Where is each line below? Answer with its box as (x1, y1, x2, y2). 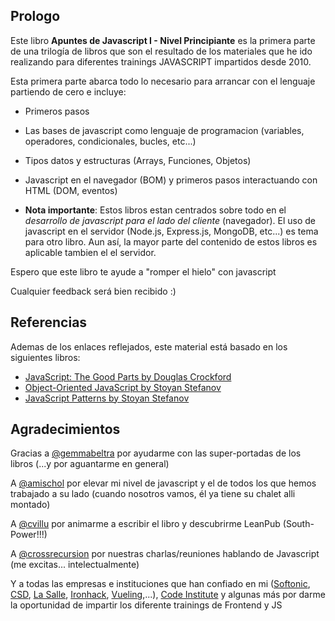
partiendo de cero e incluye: (10, 85, 127, 98)
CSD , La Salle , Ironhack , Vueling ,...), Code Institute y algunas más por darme (10, 589, 326, 601)
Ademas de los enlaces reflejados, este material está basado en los (10, 340, 288, 353)
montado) (10, 499, 51, 511)
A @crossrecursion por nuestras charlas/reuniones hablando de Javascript (10, 548, 320, 560)
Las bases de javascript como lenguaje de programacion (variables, (24, 124, 305, 136)
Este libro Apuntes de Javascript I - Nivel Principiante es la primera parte (10, 34, 316, 46)
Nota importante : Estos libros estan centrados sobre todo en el (24, 204, 287, 216)
